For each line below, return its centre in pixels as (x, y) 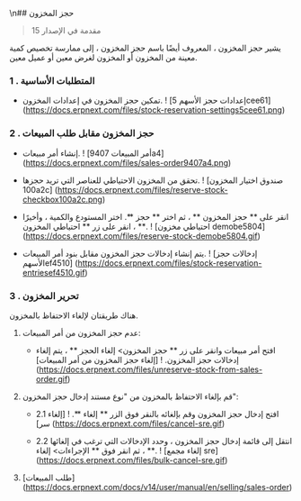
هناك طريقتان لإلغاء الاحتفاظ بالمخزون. (74, 315)
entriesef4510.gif (53, 272)
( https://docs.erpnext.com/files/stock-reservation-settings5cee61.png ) (154, 110)
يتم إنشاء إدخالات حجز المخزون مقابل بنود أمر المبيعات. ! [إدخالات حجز (140, 253)
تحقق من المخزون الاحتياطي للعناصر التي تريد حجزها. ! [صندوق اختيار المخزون (153, 180)
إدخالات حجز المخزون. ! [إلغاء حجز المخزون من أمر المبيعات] (137, 360)
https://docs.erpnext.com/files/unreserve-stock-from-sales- (151, 369)
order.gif (52, 378)
